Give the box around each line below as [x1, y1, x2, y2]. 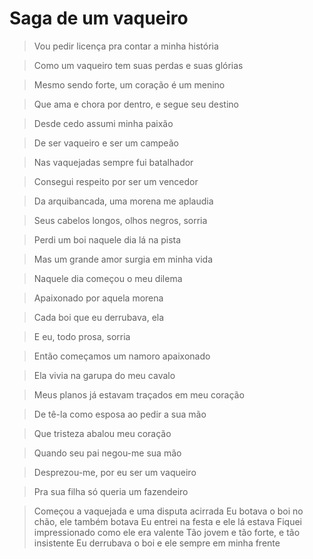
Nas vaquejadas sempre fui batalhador [33, 156, 194, 168]
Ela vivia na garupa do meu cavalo [33, 369, 176, 381]
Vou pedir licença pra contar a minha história [33, 40, 219, 52]
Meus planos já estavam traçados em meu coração [33, 388, 245, 401]
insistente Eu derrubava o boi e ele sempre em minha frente [33, 537, 281, 549]
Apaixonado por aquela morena [33, 292, 164, 304]
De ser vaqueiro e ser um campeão [33, 137, 179, 149]
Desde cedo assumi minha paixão [33, 117, 174, 129]
